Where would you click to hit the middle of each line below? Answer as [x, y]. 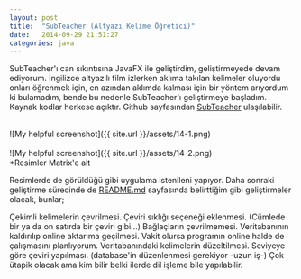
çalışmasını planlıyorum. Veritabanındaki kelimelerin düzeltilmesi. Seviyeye [147, 246]
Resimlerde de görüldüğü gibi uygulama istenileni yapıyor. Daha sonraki [142, 181]
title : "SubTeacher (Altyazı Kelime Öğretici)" [102, 26]
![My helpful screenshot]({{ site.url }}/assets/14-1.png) [110, 134]
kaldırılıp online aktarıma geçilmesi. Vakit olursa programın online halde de [147, 237]
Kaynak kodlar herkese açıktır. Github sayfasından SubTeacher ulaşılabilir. [146, 107]
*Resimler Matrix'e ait [50, 163]
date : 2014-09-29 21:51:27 [64, 34]
